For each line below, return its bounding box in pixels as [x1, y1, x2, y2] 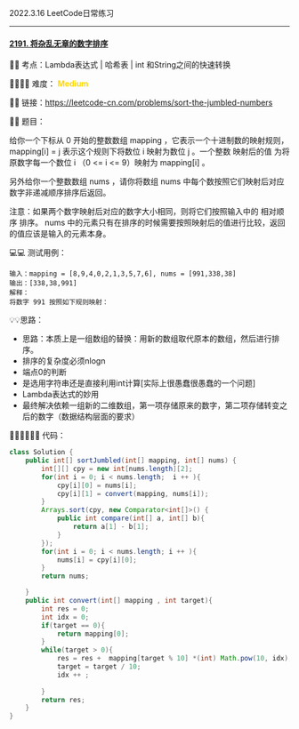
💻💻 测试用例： [9, 247, 67, 258]
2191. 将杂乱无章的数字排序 [9, 38, 109, 49]
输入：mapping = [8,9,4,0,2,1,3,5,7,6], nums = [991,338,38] [9, 269, 237, 278]
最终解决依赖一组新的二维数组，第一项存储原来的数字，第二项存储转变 [21, 400, 280, 411]
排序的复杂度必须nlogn [21, 356, 106, 366]
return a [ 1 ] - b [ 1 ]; [72, 523, 149, 532]
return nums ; [41, 572, 90, 581]
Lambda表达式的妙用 [21, 389, 100, 400]
